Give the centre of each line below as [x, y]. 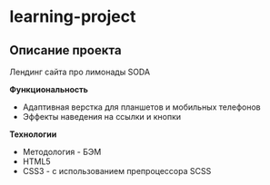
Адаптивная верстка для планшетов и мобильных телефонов [141, 107]
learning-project [73, 17]
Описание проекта [65, 50]
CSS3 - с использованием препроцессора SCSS [117, 171]
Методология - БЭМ [62, 152]
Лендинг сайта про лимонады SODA [80, 72]
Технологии [33, 134]
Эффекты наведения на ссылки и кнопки [102, 117]
